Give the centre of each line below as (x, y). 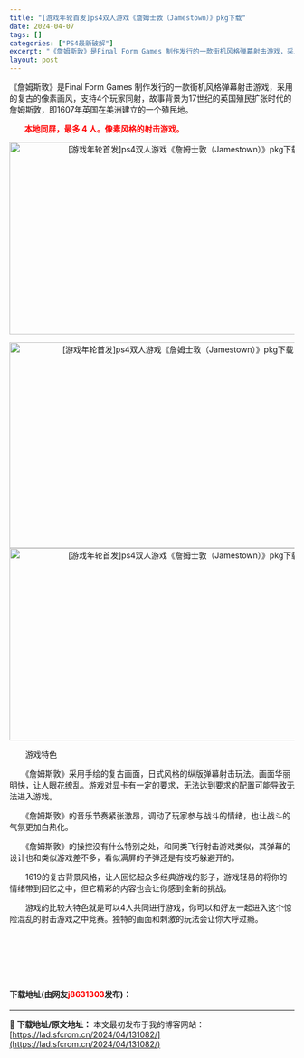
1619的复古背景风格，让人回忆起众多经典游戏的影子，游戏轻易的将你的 (156, 877)
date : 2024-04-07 (42, 26)
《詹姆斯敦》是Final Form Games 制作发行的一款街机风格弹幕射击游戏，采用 (151, 87)
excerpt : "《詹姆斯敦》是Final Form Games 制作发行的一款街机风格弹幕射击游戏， (148, 52)
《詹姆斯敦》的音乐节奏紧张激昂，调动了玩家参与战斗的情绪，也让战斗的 (158, 816)
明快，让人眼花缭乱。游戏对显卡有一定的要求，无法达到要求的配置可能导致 (148, 785)
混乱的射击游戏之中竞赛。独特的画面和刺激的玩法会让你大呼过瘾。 (140, 919)
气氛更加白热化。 (41, 827)
